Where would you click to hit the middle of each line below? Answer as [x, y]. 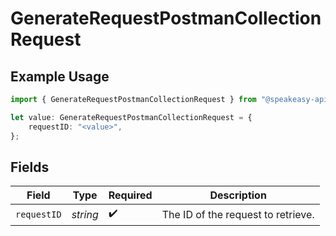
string [85, 214]
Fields [30, 167]
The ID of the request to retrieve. [238, 214]
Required [130, 195]
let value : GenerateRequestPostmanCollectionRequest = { [131, 117]
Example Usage [60, 76]
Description [238, 195]
